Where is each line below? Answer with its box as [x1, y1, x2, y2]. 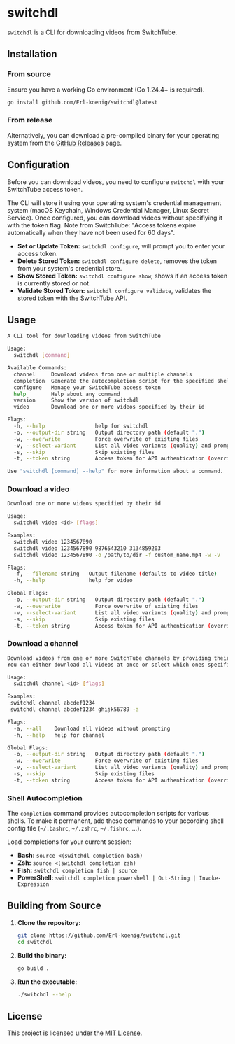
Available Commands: [7, 365, 68, 372]
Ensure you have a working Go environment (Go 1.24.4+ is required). [7, 85, 205, 94]
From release [7, 115, 53, 125]
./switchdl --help [17, 991, 71, 998]
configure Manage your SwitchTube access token [13, 383, 161, 391]
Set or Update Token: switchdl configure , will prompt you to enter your [17, 241, 225, 250]
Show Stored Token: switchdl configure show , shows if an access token [17, 271, 228, 280]
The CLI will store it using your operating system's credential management [7, 198, 222, 207]
